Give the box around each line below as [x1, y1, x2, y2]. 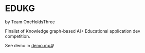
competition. [5, 33, 31, 39]
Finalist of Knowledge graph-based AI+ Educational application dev [5, 28, 141, 34]
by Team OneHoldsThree [5, 19, 55, 25]
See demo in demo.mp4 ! [5, 42, 54, 48]
